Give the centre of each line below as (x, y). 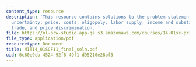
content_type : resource (35, 11)
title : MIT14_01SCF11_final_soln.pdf (52, 50)
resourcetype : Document (35, 44)
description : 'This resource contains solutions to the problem (86, 17)
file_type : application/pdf (40, 38)
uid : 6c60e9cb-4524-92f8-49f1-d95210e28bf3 (60, 55)
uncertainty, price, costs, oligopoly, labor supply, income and (92, 22)
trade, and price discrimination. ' (56, 28)
